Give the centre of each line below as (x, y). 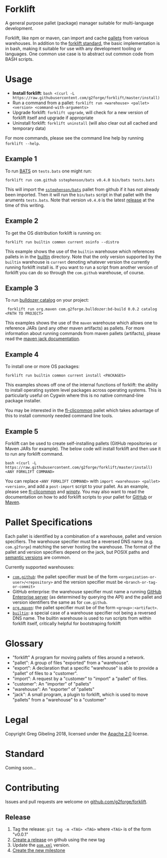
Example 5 (22, 431)
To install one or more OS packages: (42, 366)
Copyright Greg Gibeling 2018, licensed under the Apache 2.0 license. (77, 733)
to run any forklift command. (34, 454)
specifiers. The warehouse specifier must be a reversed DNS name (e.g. (79, 541)
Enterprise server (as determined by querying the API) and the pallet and (87, 597)
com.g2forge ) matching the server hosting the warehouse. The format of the (83, 546)
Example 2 (22, 221)
